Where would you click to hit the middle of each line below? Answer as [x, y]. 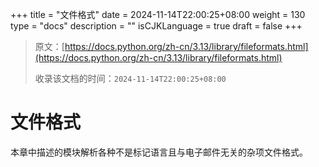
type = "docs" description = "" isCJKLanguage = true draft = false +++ [156, 26]
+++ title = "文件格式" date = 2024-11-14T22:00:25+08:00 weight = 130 [158, 14]
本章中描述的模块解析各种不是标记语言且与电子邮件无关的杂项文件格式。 [159, 152]
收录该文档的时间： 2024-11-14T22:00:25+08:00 [130, 78]
